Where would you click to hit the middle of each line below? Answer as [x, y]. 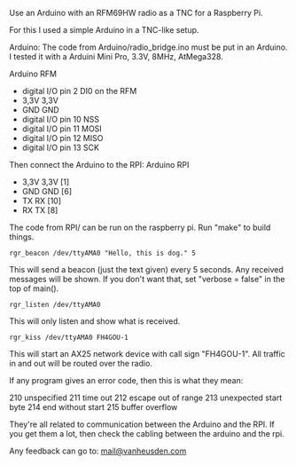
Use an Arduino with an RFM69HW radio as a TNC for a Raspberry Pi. [136, 13]
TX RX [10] [42, 201]
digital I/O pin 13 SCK [61, 147]
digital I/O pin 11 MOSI [62, 129]
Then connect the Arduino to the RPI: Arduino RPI [99, 165]
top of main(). [34, 288]
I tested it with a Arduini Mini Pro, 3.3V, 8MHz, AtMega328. [116, 56]
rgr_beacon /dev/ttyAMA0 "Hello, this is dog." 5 [103, 253]
